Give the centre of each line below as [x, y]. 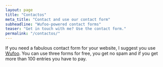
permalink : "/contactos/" [33, 33]
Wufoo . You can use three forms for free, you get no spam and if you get [81, 53]
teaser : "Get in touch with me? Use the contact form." [66, 29]
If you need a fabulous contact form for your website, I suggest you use [80, 48]
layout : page [19, 10]
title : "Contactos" [26, 15]
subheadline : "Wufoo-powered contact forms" [53, 24]
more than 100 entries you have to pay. [46, 59]
